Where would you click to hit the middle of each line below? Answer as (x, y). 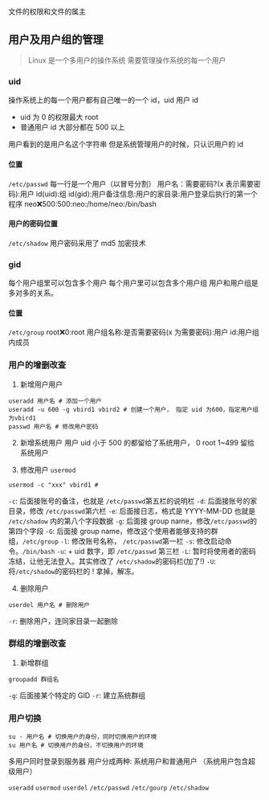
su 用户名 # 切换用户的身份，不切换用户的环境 (76, 745)
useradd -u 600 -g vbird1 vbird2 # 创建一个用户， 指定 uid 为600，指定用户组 (134, 409)
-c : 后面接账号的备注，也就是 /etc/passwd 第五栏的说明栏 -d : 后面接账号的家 (133, 501)
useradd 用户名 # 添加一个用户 (55, 401)
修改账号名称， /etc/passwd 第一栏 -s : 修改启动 (148, 541)
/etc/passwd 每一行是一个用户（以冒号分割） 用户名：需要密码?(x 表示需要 (131, 183)
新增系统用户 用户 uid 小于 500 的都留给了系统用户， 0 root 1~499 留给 (137, 442)
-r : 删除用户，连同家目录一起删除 (63, 621)
